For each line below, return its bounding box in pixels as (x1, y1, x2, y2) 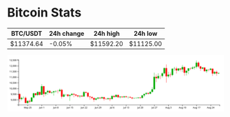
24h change (49, 30, 85, 38)
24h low (133, 30, 158, 38)
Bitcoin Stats (7, 5, 82, 21)
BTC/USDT (11, 30, 43, 38)
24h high (93, 30, 121, 38)
